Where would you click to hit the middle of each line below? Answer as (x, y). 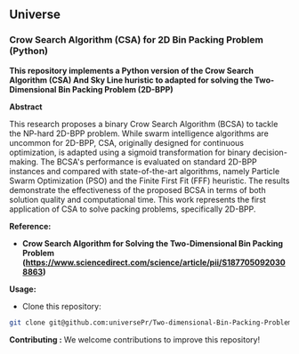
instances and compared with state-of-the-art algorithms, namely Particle (145, 171)
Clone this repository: (61, 306)
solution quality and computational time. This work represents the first (138, 199)
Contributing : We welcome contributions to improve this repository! (135, 339)
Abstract (26, 107)
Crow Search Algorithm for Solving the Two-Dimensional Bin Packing (152, 243)
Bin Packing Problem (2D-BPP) (115, 89)
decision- (270, 152)
